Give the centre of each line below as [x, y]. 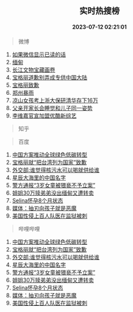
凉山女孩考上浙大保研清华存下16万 [55, 100]
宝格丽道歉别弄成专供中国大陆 [49, 77]
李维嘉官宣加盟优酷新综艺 [44, 116]
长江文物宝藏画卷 [34, 70]
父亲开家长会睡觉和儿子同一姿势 [52, 108]
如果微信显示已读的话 [39, 54]
